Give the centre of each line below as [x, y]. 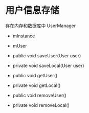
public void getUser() [35, 75]
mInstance [24, 36]
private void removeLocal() [41, 105]
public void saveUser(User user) [47, 55]
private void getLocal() [37, 85]
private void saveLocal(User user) [48, 65]
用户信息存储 [32, 10]
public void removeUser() [39, 95]
